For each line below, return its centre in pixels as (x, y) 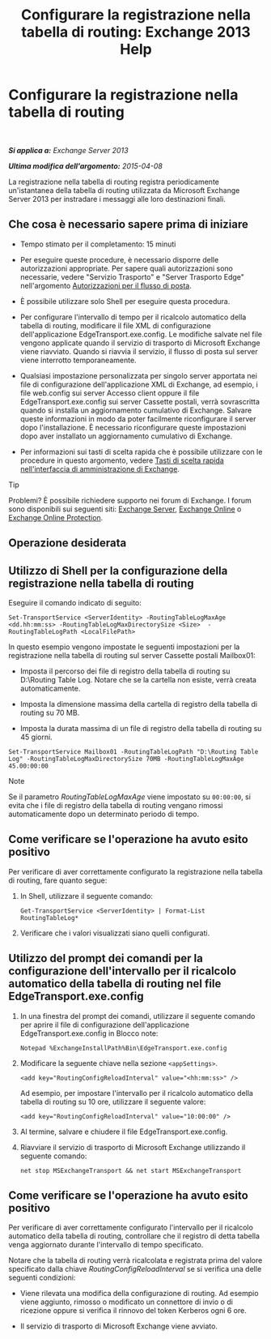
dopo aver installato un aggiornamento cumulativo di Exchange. (126, 436)
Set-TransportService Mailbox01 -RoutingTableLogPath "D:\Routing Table (133, 751)
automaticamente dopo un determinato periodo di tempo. (104, 814)
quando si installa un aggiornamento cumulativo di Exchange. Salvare (136, 410)
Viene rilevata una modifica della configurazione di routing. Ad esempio (139, 1294)
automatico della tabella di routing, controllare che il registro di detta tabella (134, 1236)
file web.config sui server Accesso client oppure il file (110, 393)
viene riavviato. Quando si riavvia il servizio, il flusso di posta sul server (139, 351)
